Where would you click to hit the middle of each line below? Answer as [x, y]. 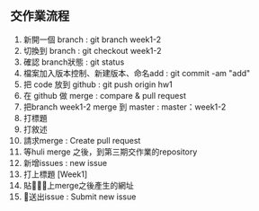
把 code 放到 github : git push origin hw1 [98, 84]
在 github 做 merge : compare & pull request [105, 95]
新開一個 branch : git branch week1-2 [92, 40]
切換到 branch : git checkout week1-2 [92, 50]
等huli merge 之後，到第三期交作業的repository [110, 152]
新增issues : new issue [65, 163]
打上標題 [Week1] [55, 174]
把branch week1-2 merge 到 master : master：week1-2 [125, 107]
